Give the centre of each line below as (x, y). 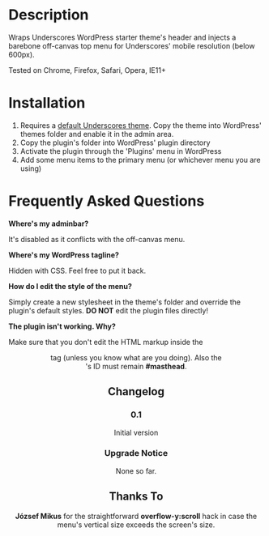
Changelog (136, 391)
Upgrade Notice (136, 453)
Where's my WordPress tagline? (64, 255)
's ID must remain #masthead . (136, 366)
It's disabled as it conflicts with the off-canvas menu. (97, 239)
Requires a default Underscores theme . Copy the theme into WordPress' (141, 125)
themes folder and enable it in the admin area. (97, 134)
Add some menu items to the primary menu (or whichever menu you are (140, 160)
